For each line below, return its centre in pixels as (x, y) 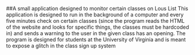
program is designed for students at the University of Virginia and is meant (96, 39)
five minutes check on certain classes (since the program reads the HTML (95, 21)
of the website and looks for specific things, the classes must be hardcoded (97, 27)
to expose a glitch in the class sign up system (61, 46)
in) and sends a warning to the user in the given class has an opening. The (96, 33)
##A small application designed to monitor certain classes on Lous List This (97, 8)
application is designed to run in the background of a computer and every (95, 15)
